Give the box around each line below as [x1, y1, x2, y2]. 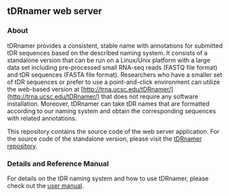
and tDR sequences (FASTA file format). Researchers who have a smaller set [7, 70, 223, 79]
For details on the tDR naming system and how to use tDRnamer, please [7, 174, 209, 182]
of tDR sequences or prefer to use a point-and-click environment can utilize [7, 78, 220, 86]
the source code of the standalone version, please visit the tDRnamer [7, 135, 202, 143]
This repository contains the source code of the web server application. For [7, 127, 220, 135]
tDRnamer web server [7, 5, 103, 17]
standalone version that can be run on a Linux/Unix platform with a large [7, 56, 211, 64]
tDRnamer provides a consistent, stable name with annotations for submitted [7, 41, 223, 50]
